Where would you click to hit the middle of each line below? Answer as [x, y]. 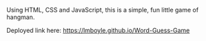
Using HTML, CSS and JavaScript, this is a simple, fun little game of [103, 10]
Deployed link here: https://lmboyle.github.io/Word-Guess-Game [98, 30]
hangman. [21, 17]
